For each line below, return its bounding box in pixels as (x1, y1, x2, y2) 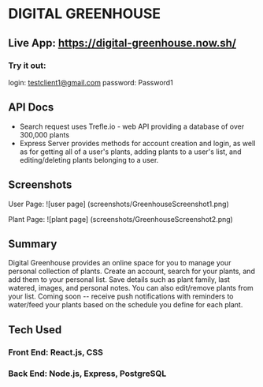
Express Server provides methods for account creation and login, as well (19, 138, 256, 148)
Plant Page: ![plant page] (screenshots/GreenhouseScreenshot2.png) (8, 214, 234, 224)
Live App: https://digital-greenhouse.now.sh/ (8, 36, 237, 50)
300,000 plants (19, 130, 69, 139)
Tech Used (8, 323, 62, 336)
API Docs (8, 100, 54, 115)
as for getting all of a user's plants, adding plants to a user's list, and (19, 147, 242, 156)
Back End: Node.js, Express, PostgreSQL (8, 368, 167, 379)
